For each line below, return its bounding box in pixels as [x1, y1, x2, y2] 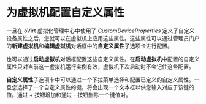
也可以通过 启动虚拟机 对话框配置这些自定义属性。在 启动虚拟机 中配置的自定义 [6, 55, 200, 62]
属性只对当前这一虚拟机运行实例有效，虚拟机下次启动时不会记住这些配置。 [6, 62, 194, 70]
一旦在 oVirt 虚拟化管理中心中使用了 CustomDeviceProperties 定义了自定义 [6, 27, 195, 34]
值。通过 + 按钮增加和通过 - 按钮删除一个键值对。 [6, 91, 132, 98]
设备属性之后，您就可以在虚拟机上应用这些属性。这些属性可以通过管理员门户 [6, 34, 200, 42]
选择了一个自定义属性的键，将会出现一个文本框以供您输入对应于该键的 [17, 83, 194, 91]
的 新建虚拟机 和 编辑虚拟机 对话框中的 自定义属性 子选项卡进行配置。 [6, 42, 173, 50]
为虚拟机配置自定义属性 [6, 6, 125, 20]
